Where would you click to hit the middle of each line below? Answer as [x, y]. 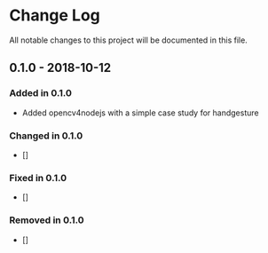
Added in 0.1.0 [41, 93]
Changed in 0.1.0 [46, 136]
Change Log [55, 16]
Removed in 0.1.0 [47, 220]
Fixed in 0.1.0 [38, 178]
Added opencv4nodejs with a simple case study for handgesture [140, 113]
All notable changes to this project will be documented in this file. [129, 40]
